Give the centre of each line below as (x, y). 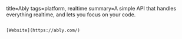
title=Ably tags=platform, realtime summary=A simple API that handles (91, 8)
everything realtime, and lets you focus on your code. (71, 15)
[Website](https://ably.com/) (43, 30)
